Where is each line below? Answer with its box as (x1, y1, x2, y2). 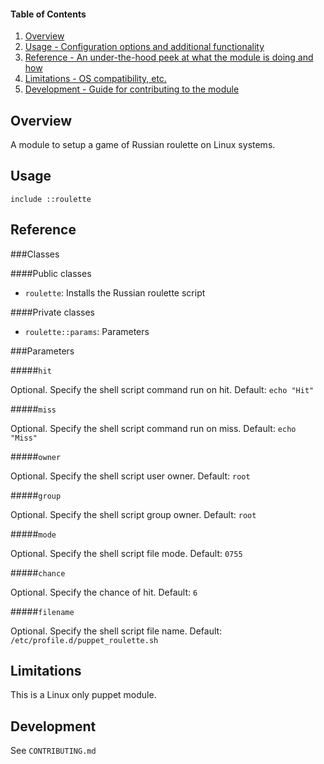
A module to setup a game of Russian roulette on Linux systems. (10, 139, 276, 151)
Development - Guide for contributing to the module (24, 83, 240, 95)
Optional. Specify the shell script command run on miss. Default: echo (10, 422, 297, 434)
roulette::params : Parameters (24, 325, 150, 337)
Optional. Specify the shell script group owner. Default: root (10, 508, 257, 520)
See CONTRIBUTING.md (10, 745, 97, 757)
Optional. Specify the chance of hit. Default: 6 (10, 586, 198, 598)
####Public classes (10, 267, 92, 279)
